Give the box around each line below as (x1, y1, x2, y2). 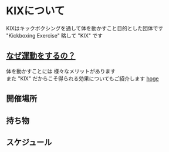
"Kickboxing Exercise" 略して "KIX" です (6, 32, 103, 39)
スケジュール (6, 137, 52, 147)
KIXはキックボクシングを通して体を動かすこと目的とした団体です (6, 25, 164, 32)
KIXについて (6, 4, 65, 18)
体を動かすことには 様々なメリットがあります (6, 67, 116, 75)
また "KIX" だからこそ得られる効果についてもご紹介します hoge (6, 75, 159, 82)
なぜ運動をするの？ (6, 51, 76, 61)
